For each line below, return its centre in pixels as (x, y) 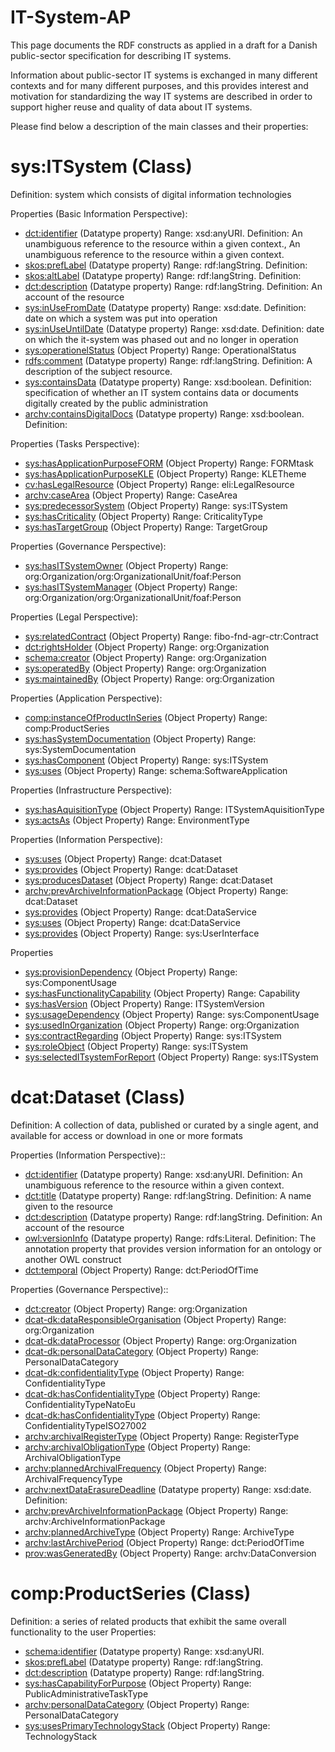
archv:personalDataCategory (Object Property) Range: (137, 1704)
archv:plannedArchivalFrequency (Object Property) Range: (145, 1468)
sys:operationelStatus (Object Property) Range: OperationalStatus (160, 350)
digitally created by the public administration (116, 403)
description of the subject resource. (98, 371)
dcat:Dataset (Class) (98, 1097)
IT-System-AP (71, 17)
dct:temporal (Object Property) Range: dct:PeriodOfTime (141, 1270)
